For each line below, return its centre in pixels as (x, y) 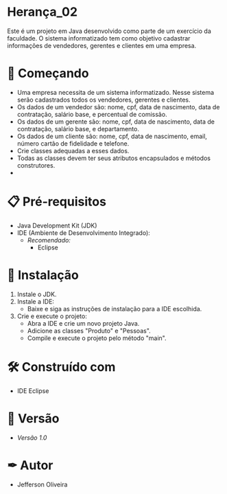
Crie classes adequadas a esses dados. (73, 150)
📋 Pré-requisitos (57, 202)
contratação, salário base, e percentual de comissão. (92, 114)
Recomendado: (49, 240)
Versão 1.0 (32, 438)
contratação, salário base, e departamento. (78, 128)
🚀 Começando (48, 74)
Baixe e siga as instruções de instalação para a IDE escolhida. (115, 308)
